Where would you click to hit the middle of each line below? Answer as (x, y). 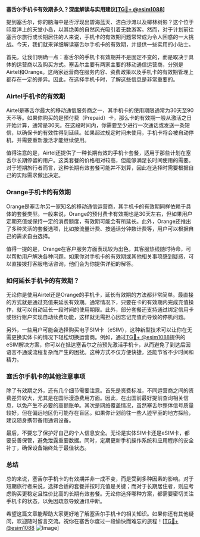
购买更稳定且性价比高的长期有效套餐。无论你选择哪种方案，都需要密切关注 (102, 493)
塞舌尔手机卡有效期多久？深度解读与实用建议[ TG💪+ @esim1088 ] (86, 9)
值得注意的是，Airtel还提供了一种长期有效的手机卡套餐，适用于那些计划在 (96, 153)
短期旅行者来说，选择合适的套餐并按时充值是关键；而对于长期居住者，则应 (97, 486)
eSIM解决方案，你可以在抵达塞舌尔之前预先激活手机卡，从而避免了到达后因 (99, 344)
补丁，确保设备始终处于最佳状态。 (48, 448)
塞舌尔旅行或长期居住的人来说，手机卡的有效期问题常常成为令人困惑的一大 (97, 37)
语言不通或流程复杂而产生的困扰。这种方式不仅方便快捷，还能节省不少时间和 (100, 352)
